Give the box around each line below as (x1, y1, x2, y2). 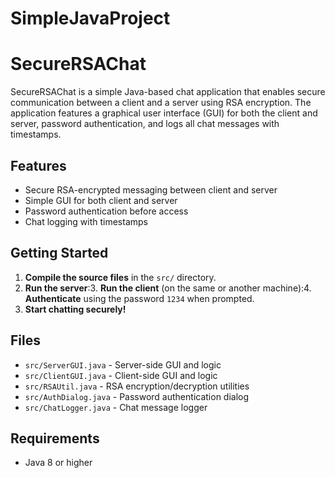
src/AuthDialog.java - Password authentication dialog (24, 390, 250, 402)
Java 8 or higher (24, 457, 93, 469)
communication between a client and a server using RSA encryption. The (10, 97, 312, 109)
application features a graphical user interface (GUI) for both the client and (10, 107, 318, 119)
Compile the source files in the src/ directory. (24, 271, 217, 283)
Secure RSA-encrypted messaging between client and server (24, 183, 278, 196)
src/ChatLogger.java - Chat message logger (24, 401, 208, 413)
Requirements (10, 430, 100, 447)
